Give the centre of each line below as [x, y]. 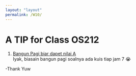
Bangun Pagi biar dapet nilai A [44, 54]
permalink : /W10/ [24, 15]
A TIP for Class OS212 [52, 40]
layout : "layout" [24, 10]
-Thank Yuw [18, 69]
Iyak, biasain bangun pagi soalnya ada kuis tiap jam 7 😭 [72, 59]
